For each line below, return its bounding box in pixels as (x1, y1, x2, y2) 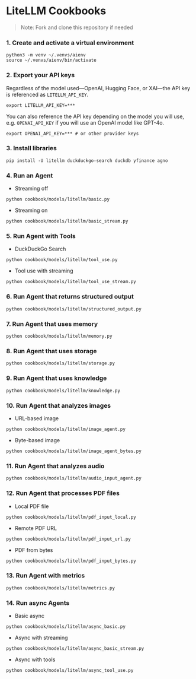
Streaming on (14, 207, 48, 214)
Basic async (14, 613, 44, 620)
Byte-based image (14, 436, 60, 443)
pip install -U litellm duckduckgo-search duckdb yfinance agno (6, 157, 168, 164)
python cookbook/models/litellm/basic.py (6, 196, 110, 202)
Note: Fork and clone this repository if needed (20, 24, 133, 31)
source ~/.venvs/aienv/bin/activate (6, 58, 97, 64)
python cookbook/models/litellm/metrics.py (6, 585, 115, 591)
